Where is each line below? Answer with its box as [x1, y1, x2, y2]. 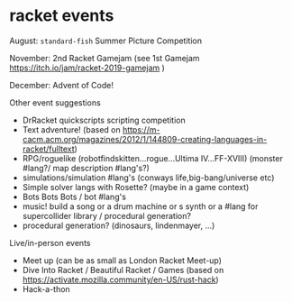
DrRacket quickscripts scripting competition [22, 114, 187, 125]
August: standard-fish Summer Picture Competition [9, 35, 203, 46]
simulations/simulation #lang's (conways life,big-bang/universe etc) [22, 172, 275, 183]
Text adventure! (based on [22, 124, 121, 135]
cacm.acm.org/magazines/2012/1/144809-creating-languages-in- [22, 133, 268, 144]
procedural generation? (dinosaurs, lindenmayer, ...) [22, 220, 215, 231]
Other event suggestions [9, 96, 101, 108]
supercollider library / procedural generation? [22, 210, 192, 221]
